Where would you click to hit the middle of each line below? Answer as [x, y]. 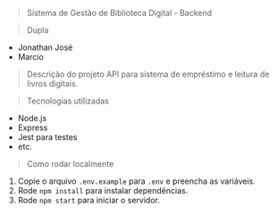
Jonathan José [45, 47]
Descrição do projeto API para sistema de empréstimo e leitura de [148, 74]
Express [33, 128]
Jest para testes [47, 137]
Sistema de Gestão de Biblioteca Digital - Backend [119, 13]
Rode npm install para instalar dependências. [103, 190]
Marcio [31, 57]
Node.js [32, 118]
